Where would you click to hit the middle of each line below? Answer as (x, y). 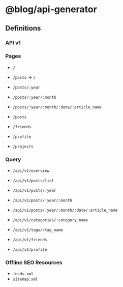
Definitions (23, 28)
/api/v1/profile (30, 250)
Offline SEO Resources (34, 263)
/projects (23, 147)
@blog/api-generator (51, 9)
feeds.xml (23, 274)
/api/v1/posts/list (33, 181)
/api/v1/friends (30, 240)
